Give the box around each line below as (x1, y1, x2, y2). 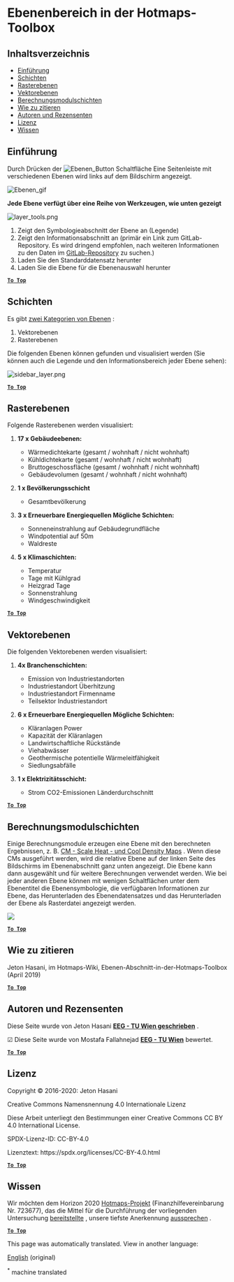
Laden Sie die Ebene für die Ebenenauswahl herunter (17, 263, 171, 272)
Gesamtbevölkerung (27, 498, 87, 506)
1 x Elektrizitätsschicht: (17, 775, 87, 783)
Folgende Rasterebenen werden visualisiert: (7, 421, 134, 430)
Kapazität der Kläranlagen (27, 731, 103, 740)
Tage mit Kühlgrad (27, 574, 81, 582)
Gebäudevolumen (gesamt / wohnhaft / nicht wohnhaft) (27, 470, 188, 479)
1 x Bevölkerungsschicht (17, 484, 91, 493)
